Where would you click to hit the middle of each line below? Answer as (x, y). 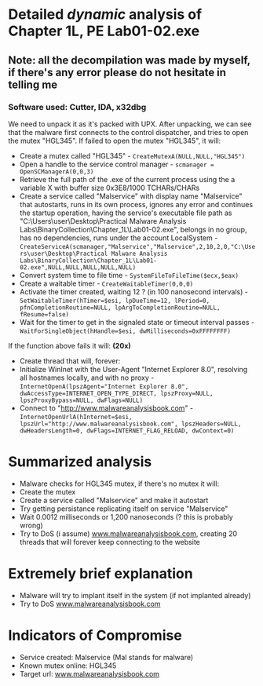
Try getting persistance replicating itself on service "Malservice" (124, 509)
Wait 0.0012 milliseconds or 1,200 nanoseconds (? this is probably (126, 516)
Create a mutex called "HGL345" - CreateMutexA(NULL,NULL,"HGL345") (132, 155)
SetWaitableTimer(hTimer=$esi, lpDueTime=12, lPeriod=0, (115, 301)
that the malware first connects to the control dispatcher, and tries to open (128, 132)
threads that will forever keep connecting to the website (110, 542)
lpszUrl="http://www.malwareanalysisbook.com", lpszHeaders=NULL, (130, 424)
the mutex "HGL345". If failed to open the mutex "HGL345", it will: (115, 140)
